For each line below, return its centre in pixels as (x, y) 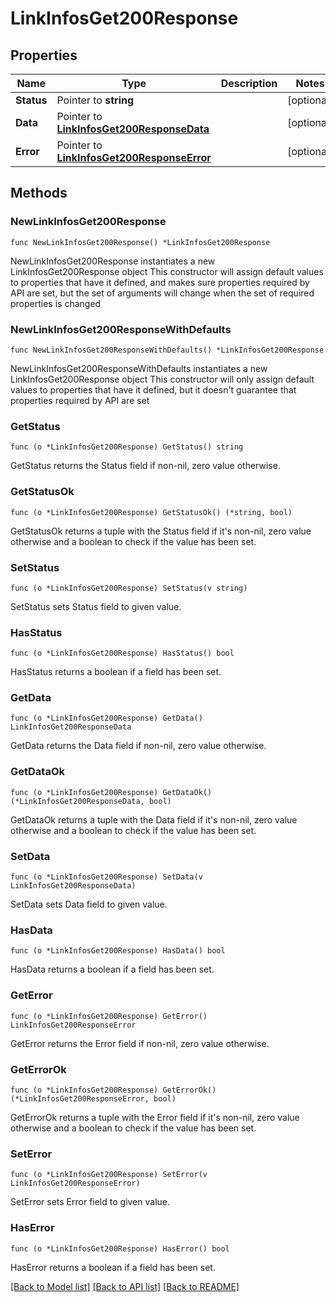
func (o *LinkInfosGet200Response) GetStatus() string (127, 447)
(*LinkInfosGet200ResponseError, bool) (93, 1098)
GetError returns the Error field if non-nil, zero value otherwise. (140, 1043)
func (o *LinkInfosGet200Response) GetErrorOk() (113, 1090)
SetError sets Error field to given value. (90, 1202)
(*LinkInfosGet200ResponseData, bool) (91, 801)
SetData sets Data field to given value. (89, 904)
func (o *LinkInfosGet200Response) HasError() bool (120, 1248)
